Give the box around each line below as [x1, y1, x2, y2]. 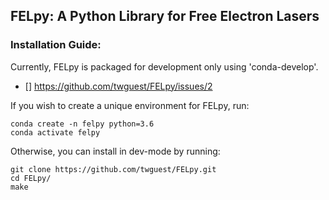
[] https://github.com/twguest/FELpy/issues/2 [24, 80, 213, 92]
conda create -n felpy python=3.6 [10, 119, 155, 129]
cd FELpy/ [10, 173, 52, 183]
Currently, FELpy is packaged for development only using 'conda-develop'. [10, 60, 319, 73]
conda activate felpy [10, 127, 101, 138]
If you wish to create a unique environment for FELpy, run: [10, 99, 250, 111]
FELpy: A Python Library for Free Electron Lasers [10, 8, 320, 25]
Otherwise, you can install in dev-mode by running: [10, 145, 221, 157]
